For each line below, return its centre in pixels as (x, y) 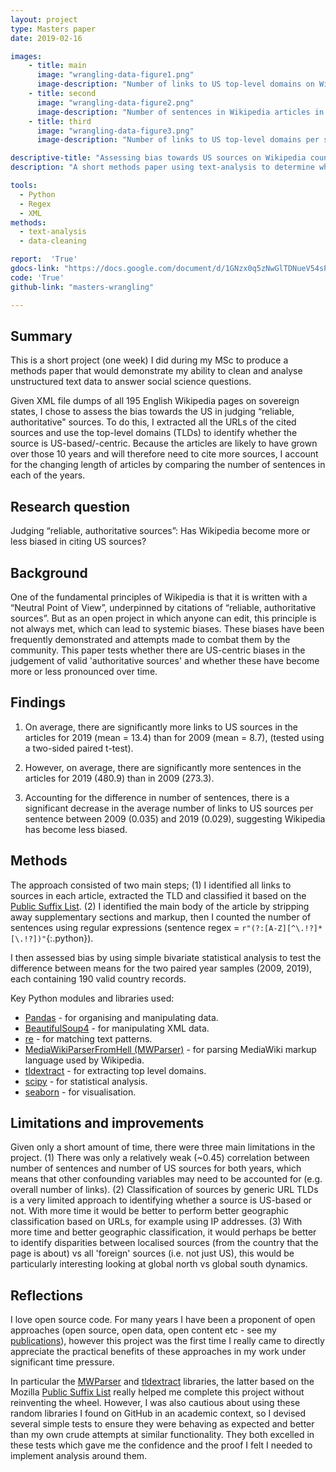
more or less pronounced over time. (84, 671)
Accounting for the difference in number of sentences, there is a (157, 797)
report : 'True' (44, 259)
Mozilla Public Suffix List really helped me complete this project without (157, 1392)
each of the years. (48, 475)
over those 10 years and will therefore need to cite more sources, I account (164, 454)
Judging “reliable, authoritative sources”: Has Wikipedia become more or (160, 531)
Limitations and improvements (107, 1122)
